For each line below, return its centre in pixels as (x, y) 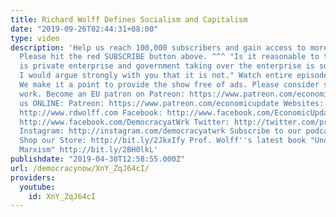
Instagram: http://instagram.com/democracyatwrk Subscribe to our (160, 131)
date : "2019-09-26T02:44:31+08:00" (84, 29)
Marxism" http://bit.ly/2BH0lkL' (89, 150)
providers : (33, 177)
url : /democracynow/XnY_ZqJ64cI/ (80, 168)
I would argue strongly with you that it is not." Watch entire (156, 76)
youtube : (37, 187)
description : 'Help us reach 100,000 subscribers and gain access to (158, 47)
